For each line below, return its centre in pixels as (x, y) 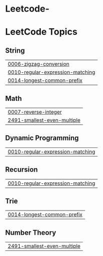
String (15, 50)
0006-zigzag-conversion (38, 64)
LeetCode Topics (41, 32)
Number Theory (31, 233)
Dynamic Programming (42, 138)
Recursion (22, 170)
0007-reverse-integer (35, 112)
